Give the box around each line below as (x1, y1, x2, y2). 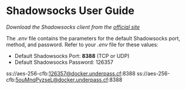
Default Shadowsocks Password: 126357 (14, 59, 113, 66)
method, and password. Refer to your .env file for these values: (6, 41, 158, 48)
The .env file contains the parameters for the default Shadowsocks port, (6, 35, 181, 42)
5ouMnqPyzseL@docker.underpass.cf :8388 (15, 76, 123, 83)
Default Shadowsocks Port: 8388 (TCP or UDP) (14, 52, 130, 59)
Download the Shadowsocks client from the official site (6, 23, 140, 30)
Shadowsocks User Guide (6, 4, 135, 18)
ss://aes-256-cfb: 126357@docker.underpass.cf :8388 (6, 70, 136, 77)
